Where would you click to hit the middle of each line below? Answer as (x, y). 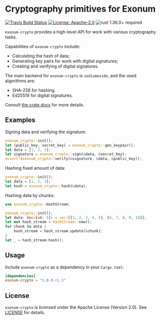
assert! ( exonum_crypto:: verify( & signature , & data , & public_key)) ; (73, 159)
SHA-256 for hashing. (34, 90)
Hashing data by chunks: (30, 195)
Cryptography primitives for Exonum (80, 9)
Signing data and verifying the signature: (46, 132)
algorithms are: (20, 81)
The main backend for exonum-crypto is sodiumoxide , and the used (71, 75)
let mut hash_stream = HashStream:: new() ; (48, 222)
